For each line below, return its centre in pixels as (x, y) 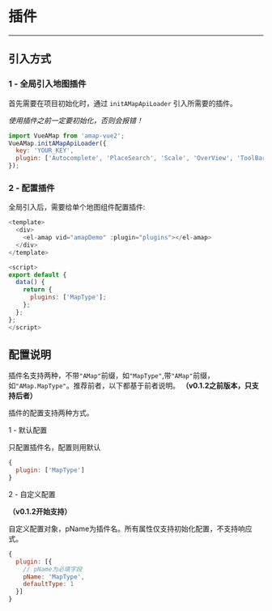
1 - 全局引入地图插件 (47, 84)
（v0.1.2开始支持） (40, 511)
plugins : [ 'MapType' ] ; (68, 297)
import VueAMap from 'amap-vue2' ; (67, 136)
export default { (38, 275)
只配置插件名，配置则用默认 (55, 448)
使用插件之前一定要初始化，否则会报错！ (76, 120)
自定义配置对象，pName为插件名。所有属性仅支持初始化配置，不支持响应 (130, 528)
